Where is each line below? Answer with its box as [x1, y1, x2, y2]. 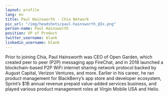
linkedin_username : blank [5, 40, 60, 45]
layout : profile [5, 7, 39, 13]
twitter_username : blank [5, 36, 58, 41]
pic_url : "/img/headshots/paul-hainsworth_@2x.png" [5, 21, 116, 27]
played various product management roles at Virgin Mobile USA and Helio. [5, 86, 160, 92]
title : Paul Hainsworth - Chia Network [5, 17, 89, 22]
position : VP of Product [5, 31, 58, 36]
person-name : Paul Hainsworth [5, 26, 69, 31]
